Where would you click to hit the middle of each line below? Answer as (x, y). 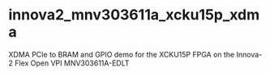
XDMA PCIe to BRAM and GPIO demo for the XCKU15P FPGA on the (122, 54)
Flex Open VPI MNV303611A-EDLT (72, 63)
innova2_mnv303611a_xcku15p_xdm (134, 15)
